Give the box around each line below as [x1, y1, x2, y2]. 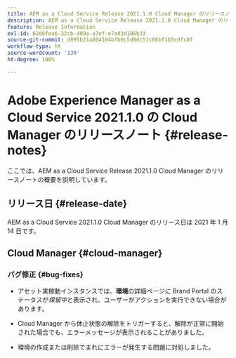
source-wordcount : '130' [7, 50, 80, 57]
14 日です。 [7, 226, 40, 235]
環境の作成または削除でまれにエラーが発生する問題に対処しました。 [17, 343, 215, 352]
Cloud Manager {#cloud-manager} [7, 247, 163, 259]
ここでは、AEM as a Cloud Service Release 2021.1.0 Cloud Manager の [7, 166, 212, 175]
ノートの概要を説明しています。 [19, 175, 111, 183]
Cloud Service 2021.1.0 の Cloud [7, 110, 198, 125]
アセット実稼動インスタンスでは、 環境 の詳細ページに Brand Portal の [17, 287, 217, 296]
